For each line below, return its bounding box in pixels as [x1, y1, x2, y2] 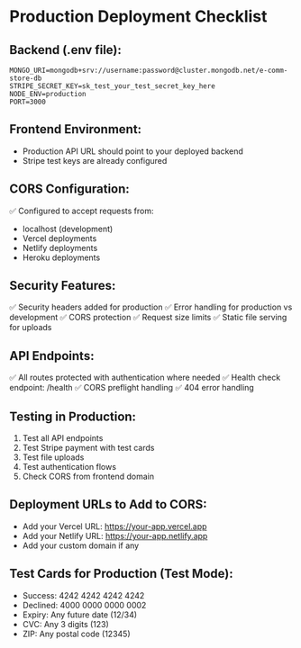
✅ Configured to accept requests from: [9, 205, 154, 216]
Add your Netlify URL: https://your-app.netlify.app [22, 530, 208, 541]
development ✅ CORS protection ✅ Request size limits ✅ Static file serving [9, 312, 287, 323]
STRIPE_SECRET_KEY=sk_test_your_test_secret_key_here [9, 82, 216, 91]
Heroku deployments [22, 252, 101, 263]
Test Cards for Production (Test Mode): [9, 566, 233, 581]
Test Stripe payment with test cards [22, 443, 155, 454]
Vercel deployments [22, 232, 97, 244]
